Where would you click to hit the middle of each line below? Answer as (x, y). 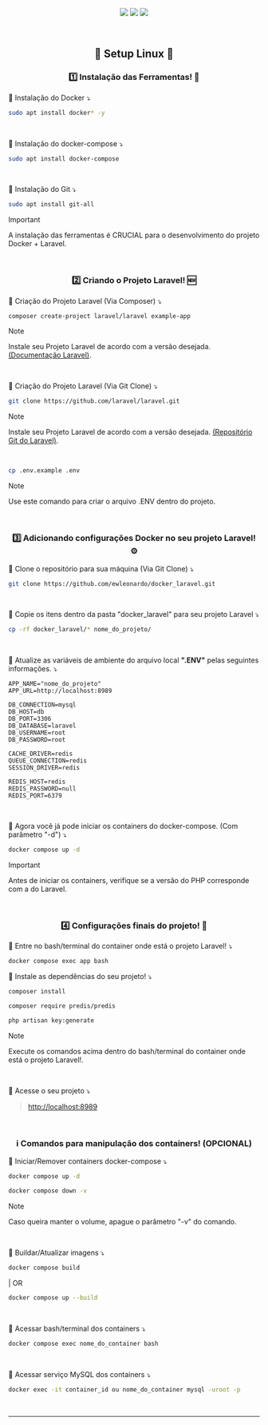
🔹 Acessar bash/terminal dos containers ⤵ (77, 1328)
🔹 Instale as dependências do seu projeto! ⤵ (80, 977)
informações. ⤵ (33, 669)
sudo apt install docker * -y (57, 113)
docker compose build (44, 1268)
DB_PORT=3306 (30, 719)
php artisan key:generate (51, 1021)
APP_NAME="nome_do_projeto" (55, 684)
